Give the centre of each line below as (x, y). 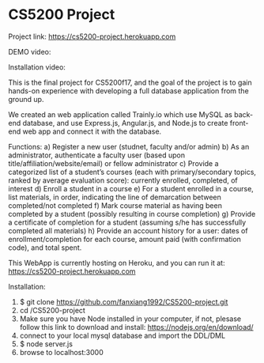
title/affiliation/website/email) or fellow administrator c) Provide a (113, 163)
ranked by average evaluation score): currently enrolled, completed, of (123, 180)
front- (239, 123)
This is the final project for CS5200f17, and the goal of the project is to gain (130, 82)
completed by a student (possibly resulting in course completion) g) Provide (132, 214)
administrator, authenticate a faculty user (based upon (97, 155)
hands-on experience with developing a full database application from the (128, 91)
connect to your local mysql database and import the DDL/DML (123, 335)
